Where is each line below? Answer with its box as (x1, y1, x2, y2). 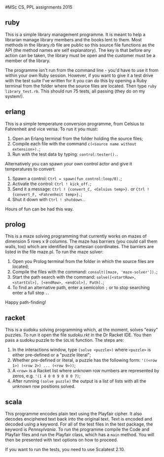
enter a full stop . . (12, 290, 49, 296)
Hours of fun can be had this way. (5, 206, 74, 212)
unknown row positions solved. (12, 384, 75, 390)
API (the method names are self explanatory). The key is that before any (5, 47, 151, 53)
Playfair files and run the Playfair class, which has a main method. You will (5, 432, 154, 438)
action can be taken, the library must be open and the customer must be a (5, 52, 156, 58)
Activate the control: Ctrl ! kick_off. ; (12, 181, 92, 187)
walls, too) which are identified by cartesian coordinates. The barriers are (5, 244, 154, 250)
